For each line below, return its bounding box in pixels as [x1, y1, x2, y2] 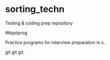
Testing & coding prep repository [5, 20, 73, 26]
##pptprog [5, 29, 27, 35]
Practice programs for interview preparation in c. [5, 39, 105, 45]
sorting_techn [5, 3, 65, 15]
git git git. [5, 49, 25, 55]
